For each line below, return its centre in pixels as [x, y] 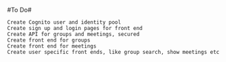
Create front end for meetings [52, 46]
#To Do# [20, 10]
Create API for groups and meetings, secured [73, 34]
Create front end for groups [49, 40]
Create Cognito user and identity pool [64, 22]
